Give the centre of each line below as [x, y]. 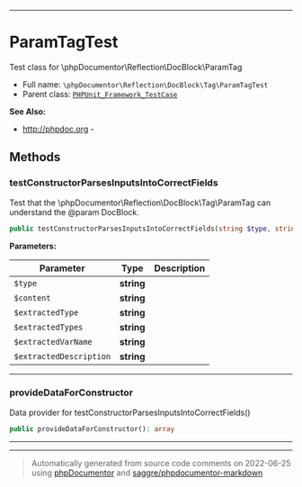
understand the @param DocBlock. [74, 212]
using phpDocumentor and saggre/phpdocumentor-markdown [147, 473]
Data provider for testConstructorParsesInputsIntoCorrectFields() [130, 412]
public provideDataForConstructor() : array [92, 428]
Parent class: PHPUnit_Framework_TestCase [100, 94]
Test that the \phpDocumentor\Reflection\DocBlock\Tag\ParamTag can [140, 203]
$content [32, 298]
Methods [35, 157]
